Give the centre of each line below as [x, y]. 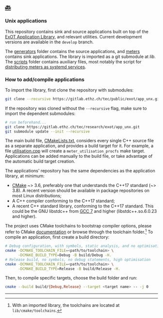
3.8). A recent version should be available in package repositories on [81, 190]
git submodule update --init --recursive [48, 131]
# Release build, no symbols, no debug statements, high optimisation [78, 260]
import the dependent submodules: [40, 113]
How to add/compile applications [45, 79]
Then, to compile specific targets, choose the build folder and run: [71, 278]
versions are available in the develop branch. [49, 42]
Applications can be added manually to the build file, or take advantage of [79, 156]
